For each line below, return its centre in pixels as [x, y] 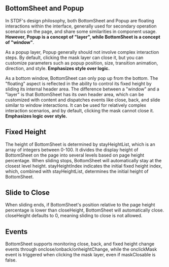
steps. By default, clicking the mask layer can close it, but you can [74, 57]
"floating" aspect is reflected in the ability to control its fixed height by [78, 83]
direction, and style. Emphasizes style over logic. [58, 68]
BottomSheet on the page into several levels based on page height [75, 155]
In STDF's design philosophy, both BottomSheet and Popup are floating [80, 20]
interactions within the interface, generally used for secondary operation [81, 26]
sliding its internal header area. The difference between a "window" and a [82, 89]
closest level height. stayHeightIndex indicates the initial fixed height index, [84, 166]
